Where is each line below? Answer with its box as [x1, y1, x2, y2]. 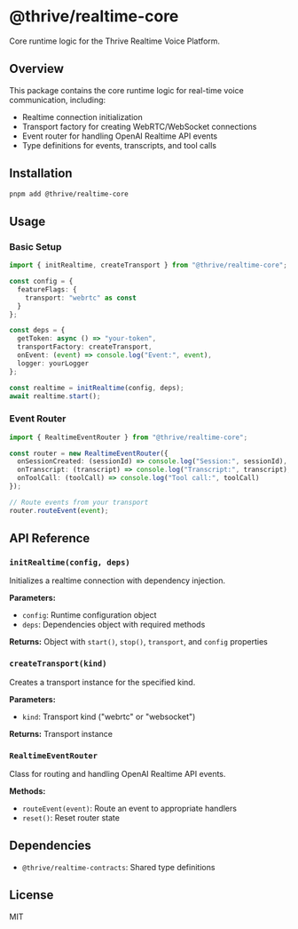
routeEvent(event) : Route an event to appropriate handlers [21, 803, 238, 813]
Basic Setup [9, 240, 62, 252]
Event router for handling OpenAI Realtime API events [21, 131, 218, 141]
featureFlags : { [17, 284, 77, 294]
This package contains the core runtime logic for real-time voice [9, 84, 244, 95]
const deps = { [9, 326, 66, 335]
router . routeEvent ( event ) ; [9, 506, 109, 515]
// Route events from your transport [9, 498, 149, 507]
